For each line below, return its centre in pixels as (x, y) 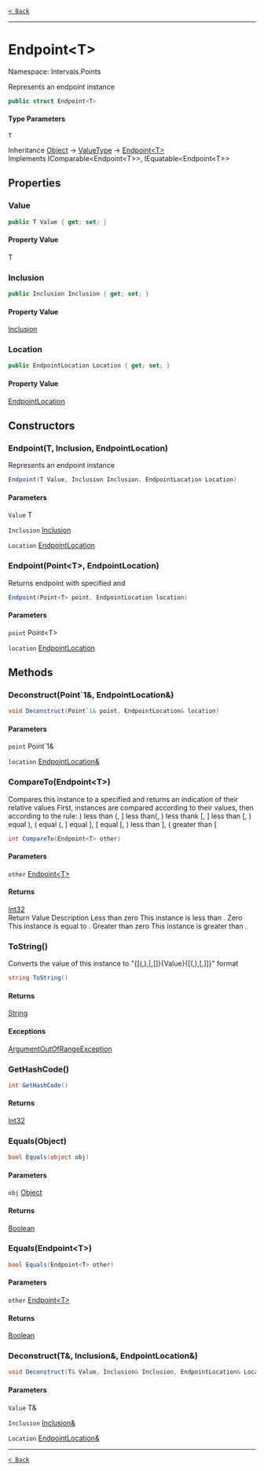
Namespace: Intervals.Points (55, 72)
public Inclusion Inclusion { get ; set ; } (79, 294)
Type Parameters (37, 119)
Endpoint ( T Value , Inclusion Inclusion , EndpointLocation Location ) (123, 480)
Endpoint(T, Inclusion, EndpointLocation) (88, 448)
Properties (35, 184)
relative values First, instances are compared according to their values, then (131, 807)
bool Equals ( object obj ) (49, 1157)
